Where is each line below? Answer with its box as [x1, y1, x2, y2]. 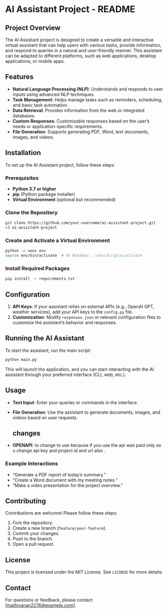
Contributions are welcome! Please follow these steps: [5, 510, 118, 516]
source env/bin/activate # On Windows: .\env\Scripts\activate [5, 253, 142, 258]
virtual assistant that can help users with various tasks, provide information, [5, 42, 161, 48]
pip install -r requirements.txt [5, 276, 75, 282]
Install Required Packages [5, 265, 70, 272]
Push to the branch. [12, 536, 54, 542]
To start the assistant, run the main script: [5, 347, 91, 353]
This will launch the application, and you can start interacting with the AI [5, 366, 154, 372]
